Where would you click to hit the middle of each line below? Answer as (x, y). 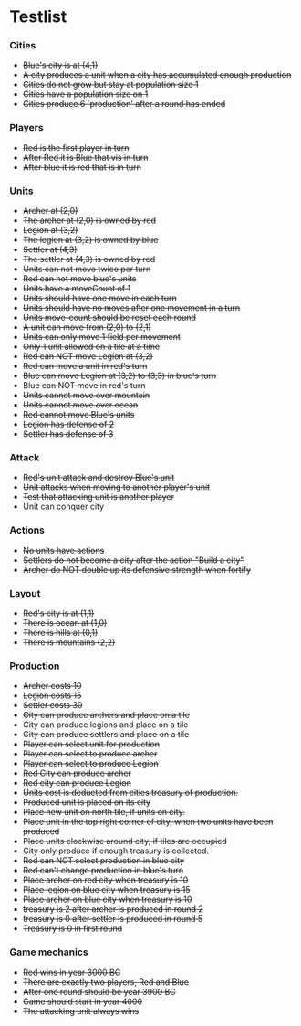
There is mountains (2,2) (69, 642)
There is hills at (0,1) (60, 632)
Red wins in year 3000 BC (72, 972)
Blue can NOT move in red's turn (84, 386)
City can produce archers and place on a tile (106, 715)
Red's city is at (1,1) (58, 613)
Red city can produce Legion (77, 783)
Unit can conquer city (63, 507)
